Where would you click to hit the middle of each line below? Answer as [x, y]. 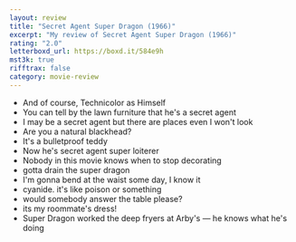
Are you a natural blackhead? [77, 131]
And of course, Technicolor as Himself [94, 102]
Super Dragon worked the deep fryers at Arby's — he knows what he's [155, 218]
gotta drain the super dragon [76, 169]
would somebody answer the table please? [102, 198]
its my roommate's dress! [70, 208]
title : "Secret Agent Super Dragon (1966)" [93, 26]
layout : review [38, 18]
